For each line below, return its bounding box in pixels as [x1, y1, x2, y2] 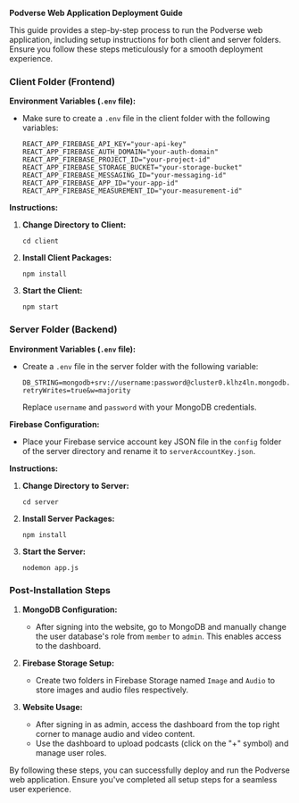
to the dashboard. [35, 640, 102, 650]
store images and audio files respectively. [35, 684, 189, 695]
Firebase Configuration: [9, 418, 100, 429]
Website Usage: [21, 701, 83, 712]
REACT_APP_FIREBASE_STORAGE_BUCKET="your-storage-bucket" [21, 163, 243, 172]
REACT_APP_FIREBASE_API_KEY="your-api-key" [21, 140, 187, 149]
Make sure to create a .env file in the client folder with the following [21, 113, 270, 124]
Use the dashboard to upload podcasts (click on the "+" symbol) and [35, 738, 289, 749]
